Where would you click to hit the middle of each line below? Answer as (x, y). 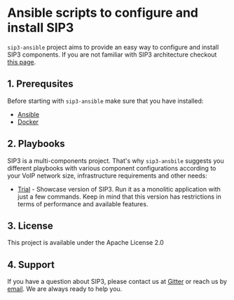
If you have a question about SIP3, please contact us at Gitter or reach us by (117, 282)
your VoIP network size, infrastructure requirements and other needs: (108, 176)
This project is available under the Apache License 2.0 (86, 243)
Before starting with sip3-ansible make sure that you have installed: (105, 101)
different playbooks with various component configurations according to (112, 168)
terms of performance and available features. (83, 203)
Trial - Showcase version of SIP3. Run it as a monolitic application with (119, 189)
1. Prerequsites (40, 84)
